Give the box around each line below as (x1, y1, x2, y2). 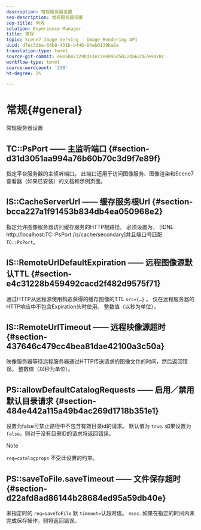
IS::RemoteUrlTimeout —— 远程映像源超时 (6, 322, 166, 332)
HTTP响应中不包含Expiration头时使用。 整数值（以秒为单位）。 (6, 303, 160, 310)
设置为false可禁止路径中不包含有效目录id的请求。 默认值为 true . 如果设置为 (6, 422, 191, 430)
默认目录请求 (6, 396, 54, 406)
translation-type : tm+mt (6, 48, 68, 54)
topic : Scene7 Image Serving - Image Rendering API (6, 37, 138, 43)
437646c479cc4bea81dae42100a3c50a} (6, 341, 165, 352)
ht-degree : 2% (6, 70, 42, 76)
